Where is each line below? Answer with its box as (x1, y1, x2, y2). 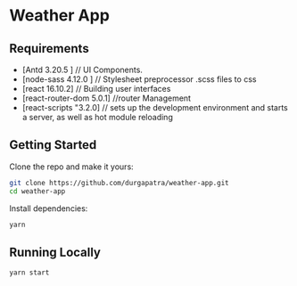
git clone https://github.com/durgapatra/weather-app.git (9, 178, 229, 187)
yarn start (9, 268, 50, 277)
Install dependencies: (9, 202, 88, 214)
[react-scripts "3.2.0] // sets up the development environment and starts (21, 102, 288, 112)
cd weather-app (9, 186, 66, 196)
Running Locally (9, 244, 101, 259)
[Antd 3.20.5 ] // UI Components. (21, 64, 143, 75)
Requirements (9, 41, 89, 56)
